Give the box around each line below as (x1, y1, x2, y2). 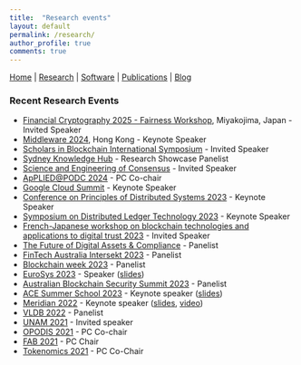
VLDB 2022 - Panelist (22, 307, 104, 318)
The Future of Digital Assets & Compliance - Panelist (22, 240, 219, 251)
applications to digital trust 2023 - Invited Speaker (22, 230, 210, 241)
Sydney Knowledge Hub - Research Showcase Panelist (22, 153, 229, 164)
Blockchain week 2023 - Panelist (22, 259, 146, 270)
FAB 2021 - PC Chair (22, 336, 100, 347)
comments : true (9, 47, 67, 56)
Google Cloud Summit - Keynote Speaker (22, 182, 177, 193)
